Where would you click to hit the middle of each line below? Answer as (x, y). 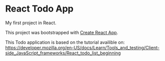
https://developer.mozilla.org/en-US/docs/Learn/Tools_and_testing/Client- (82, 47)
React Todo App (39, 9)
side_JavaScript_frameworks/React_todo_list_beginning (63, 53)
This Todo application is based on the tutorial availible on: (65, 42)
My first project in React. (31, 23)
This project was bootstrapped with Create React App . (62, 32)
